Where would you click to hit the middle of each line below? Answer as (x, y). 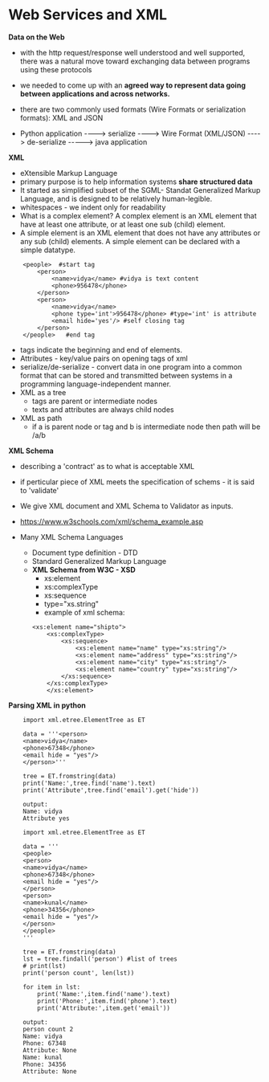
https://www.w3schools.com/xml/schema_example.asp (112, 521)
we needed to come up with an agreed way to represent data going (133, 85)
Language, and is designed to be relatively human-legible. (116, 198)
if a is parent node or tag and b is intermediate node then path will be (146, 427)
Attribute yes (46, 818)
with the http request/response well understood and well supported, (132, 52)
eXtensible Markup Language (69, 173)
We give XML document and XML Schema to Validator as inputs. (126, 506)
